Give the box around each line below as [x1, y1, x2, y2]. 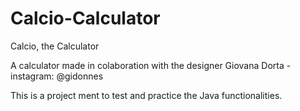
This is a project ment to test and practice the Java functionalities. [10, 89, 283, 101]
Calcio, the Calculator [10, 40, 100, 52]
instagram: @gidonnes [10, 70, 104, 82]
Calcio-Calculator [10, 7, 161, 30]
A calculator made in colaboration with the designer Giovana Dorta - [10, 59, 292, 71]
